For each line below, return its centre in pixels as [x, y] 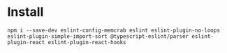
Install [25, 12]
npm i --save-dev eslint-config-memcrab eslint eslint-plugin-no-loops [113, 30]
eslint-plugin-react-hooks [87, 42]
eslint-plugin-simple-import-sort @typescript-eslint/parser [98, 36]
